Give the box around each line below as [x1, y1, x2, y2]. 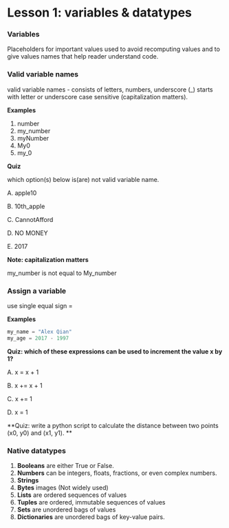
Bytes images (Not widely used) [17, 484, 109, 492]
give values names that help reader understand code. [7, 52, 159, 61]
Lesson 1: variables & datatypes [7, 5, 193, 21]
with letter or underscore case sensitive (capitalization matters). [7, 92, 188, 101]
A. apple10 [7, 188, 37, 197]
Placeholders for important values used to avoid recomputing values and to [7, 45, 220, 53]
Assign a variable [7, 286, 67, 296]
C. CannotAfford [7, 215, 54, 223]
